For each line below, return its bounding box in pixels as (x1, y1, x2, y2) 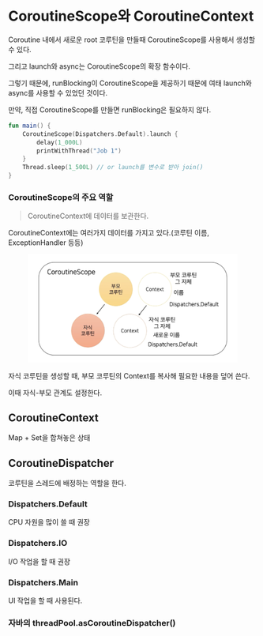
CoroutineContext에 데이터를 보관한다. (27, 211, 149, 221)
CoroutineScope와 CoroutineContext (8, 7, 254, 25)
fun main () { (8, 122, 51, 130)
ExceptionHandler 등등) (8, 238, 84, 247)
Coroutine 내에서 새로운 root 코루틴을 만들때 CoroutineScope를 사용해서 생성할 (8, 35, 255, 44)
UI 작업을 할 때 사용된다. (8, 596, 83, 605)
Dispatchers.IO (8, 538, 68, 549)
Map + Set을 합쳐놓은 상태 (8, 433, 91, 442)
